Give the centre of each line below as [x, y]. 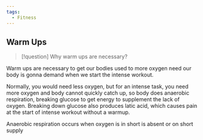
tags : [13, 12]
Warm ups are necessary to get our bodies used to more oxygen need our [99, 68]
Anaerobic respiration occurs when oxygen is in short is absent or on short [100, 124]
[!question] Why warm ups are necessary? [74, 57]
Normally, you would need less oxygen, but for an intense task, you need [98, 87]
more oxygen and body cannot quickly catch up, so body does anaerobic [98, 93]
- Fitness [24, 18]
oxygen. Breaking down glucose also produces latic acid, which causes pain [102, 106]
